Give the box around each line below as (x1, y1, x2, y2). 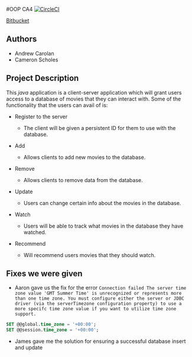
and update (14, 344, 43, 351)
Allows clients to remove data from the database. (23, 176, 143, 183)
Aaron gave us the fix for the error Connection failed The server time (14, 284, 187, 291)
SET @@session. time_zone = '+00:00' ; (6, 327, 99, 333)
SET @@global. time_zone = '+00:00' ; (6, 322, 96, 327)
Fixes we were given (6, 269, 83, 279)
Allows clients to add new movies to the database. (23, 154, 146, 161)
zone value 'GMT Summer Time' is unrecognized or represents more (14, 290, 182, 297)
